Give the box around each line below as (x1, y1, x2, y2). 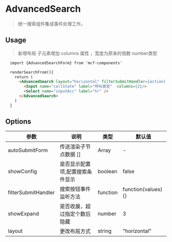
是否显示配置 (59, 160, 91, 168)
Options (5, 117, 32, 126)
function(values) (122, 186, 163, 193)
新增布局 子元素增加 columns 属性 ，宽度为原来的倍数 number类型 (17, 50, 158, 56)
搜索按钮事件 (59, 186, 91, 193)
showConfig (8, 168, 37, 175)
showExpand (8, 210, 39, 217)
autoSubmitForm (8, 147, 48, 154)
